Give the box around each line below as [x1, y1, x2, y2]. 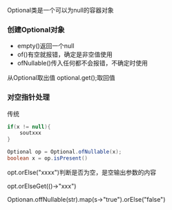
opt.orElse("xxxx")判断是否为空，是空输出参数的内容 [7, 168, 157, 176]
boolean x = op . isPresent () [7, 155, 88, 162]
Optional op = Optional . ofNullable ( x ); [7, 149, 122, 156]
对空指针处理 [7, 92, 50, 102]
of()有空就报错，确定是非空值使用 [17, 50, 113, 59]
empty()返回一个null [17, 42, 75, 50]
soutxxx [19, 129, 41, 136]
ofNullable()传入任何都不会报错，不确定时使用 [17, 59, 149, 67]
